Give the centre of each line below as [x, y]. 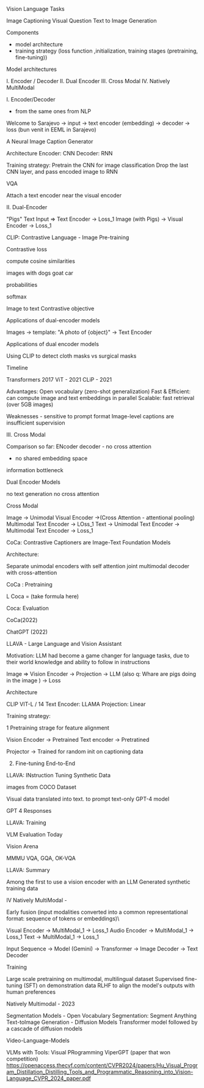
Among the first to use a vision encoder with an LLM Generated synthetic [98, 882]
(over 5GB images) [30, 404]
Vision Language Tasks [36, 9]
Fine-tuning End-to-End [45, 763]
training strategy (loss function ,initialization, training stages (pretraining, [107, 51]
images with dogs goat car [40, 273]
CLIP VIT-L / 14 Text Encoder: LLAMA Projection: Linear [76, 704]
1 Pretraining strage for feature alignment [58, 728]
